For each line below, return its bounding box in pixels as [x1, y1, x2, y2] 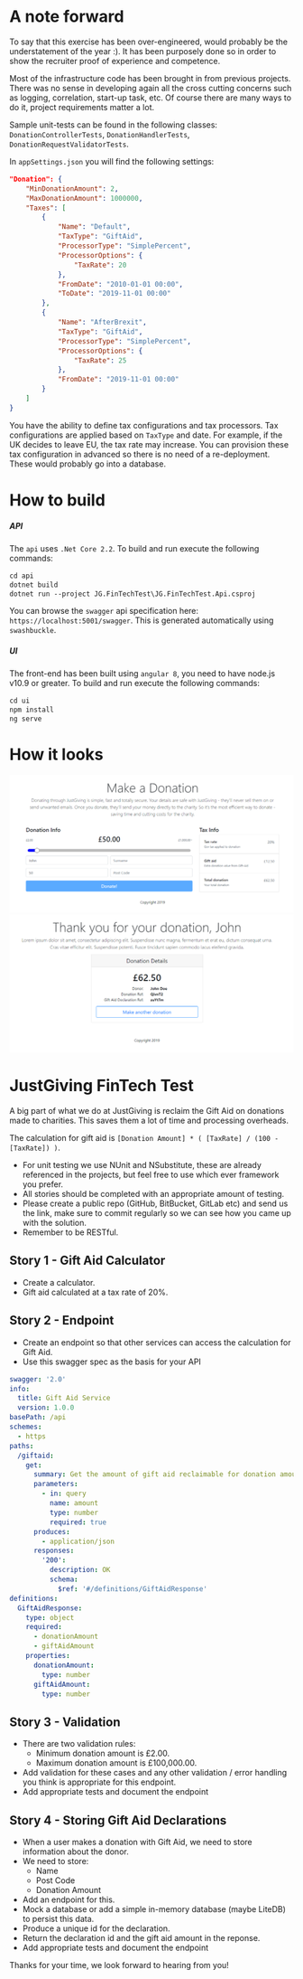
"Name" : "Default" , [57, 222, 131, 231]
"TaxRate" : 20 [73, 260, 127, 269]
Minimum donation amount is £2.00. [35, 1748, 170, 1759]
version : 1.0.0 [17, 1403, 75, 1412]
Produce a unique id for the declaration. [22, 1923, 170, 1934]
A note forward [9, 6, 124, 27]
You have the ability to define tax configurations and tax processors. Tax [9, 419, 279, 430]
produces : [32, 1527, 70, 1536]
